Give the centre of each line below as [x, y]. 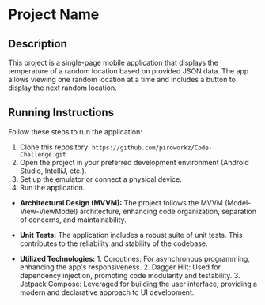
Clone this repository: [55, 147]
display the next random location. [62, 88]
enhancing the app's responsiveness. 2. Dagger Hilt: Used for [120, 267]
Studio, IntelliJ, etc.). [53, 171]
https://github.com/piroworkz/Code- [152, 148]
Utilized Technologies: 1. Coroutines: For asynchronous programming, [135, 258]
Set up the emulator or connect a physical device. [100, 179]
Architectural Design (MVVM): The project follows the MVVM [121, 202]
